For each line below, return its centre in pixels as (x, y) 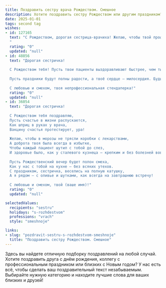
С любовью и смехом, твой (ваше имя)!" (51, 185)
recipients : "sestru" (32, 208)
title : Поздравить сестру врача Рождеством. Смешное (61, 10)
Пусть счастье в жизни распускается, (48, 120)
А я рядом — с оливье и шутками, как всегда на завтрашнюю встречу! (82, 176)
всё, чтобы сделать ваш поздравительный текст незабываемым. (74, 269)
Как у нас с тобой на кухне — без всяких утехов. (62, 167)
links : (12, 230)
